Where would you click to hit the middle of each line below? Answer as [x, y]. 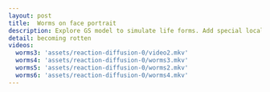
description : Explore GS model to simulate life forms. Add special [125, 30]
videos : [21, 46]
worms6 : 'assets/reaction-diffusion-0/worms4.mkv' [102, 75]
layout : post [30, 16]
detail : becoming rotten [50, 38]
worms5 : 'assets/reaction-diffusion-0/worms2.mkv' [102, 68]
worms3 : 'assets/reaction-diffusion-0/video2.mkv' [102, 53]
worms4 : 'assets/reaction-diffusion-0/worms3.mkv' [102, 61]
